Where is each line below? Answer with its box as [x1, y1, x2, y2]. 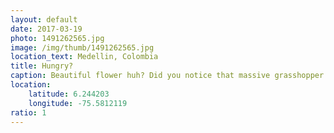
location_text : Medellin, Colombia [10, 52, 159, 62]
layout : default [10, 14, 78, 25]
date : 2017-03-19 [10, 24, 83, 34]
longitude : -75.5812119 [28, 98, 128, 108]
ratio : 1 [10, 107, 47, 118]
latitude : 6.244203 [28, 89, 110, 99]
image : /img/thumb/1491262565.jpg [10, 42, 155, 53]
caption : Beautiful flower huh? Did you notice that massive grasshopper [10, 71, 325, 81]
